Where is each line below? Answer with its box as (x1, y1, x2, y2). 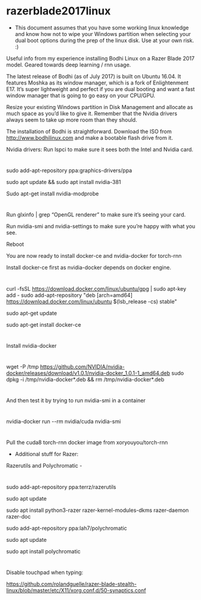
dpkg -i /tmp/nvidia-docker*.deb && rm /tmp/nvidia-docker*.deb (6, 376, 165, 383)
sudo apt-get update (6, 309, 57, 316)
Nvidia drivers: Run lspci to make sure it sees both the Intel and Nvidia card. (6, 146, 194, 153)
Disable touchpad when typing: (6, 568, 83, 576)
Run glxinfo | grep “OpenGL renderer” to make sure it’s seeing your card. (6, 211, 186, 218)
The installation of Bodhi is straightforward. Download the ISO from (6, 128, 172, 135)
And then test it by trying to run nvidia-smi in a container (6, 397, 146, 404)
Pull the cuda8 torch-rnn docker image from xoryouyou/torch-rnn (6, 439, 168, 446)
